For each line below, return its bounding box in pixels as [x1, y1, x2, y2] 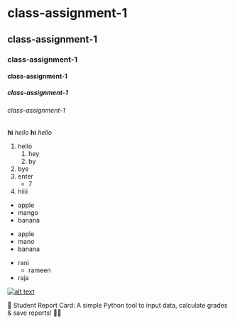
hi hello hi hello [7, 128, 52, 136]
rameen [28, 266, 51, 274]
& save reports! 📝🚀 [7, 308, 62, 317]
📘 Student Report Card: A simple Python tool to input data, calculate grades [7, 301, 228, 309]
